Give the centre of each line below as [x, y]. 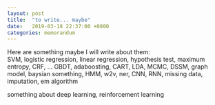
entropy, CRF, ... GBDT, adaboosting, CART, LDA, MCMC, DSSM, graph [107, 67]
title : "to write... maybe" [49, 20]
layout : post [26, 13]
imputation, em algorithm [43, 81]
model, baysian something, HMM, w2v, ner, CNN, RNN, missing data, [105, 74]
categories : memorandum [41, 33]
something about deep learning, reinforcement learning [85, 95]
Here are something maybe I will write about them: [79, 52]
